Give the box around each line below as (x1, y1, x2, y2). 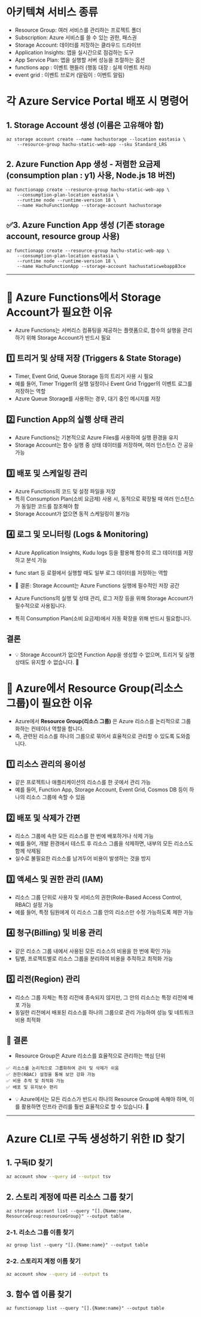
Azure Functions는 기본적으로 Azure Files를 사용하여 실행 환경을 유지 (14, 434, 178, 441)
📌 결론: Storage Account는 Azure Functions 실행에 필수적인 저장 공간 (14, 581, 179, 589)
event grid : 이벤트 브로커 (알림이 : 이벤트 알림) (14, 71, 125, 78)
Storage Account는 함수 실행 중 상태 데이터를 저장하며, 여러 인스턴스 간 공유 (14, 441, 194, 449)
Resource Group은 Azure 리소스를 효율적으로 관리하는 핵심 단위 (14, 1052, 166, 1059)
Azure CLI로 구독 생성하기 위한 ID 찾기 (6, 1132, 185, 1145)
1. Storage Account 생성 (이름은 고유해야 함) (6, 120, 165, 130)
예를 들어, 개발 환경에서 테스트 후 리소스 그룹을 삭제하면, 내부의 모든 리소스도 (14, 840, 194, 847)
